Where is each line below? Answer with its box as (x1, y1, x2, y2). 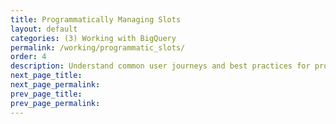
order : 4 (10, 52, 47, 62)
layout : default (10, 24, 78, 34)
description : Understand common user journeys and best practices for (10, 61, 311, 71)
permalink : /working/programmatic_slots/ (10, 42, 186, 53)
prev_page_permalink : (10, 98, 101, 108)
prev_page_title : (10, 89, 83, 99)
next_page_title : (10, 71, 83, 81)
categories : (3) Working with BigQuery (10, 33, 177, 43)
